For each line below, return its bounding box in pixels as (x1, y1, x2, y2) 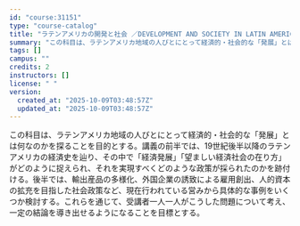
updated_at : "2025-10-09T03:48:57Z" (17, 104, 154, 113)
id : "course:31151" (9, 12, 82, 22)
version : (9, 87, 42, 96)
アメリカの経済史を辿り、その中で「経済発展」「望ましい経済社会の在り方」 (9, 152, 287, 163)
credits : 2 (9, 63, 50, 72)
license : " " (9, 79, 58, 88)
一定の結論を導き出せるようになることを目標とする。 (9, 207, 205, 218)
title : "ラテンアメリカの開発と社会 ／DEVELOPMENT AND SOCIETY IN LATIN (9, 29, 266, 38)
